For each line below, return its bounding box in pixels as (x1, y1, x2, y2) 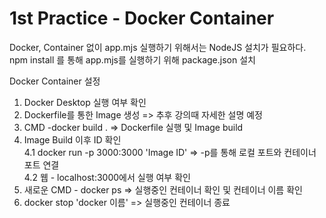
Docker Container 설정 (9, 75, 101, 87)
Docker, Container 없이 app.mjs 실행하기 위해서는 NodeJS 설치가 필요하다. (9, 41, 307, 53)
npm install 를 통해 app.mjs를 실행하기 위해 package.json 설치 (9, 53, 256, 66)
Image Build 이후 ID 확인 (23, 133, 122, 146)
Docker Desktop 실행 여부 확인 (23, 96, 147, 108)
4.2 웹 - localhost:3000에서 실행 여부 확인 (23, 171, 191, 183)
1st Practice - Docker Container (9, 7, 275, 30)
